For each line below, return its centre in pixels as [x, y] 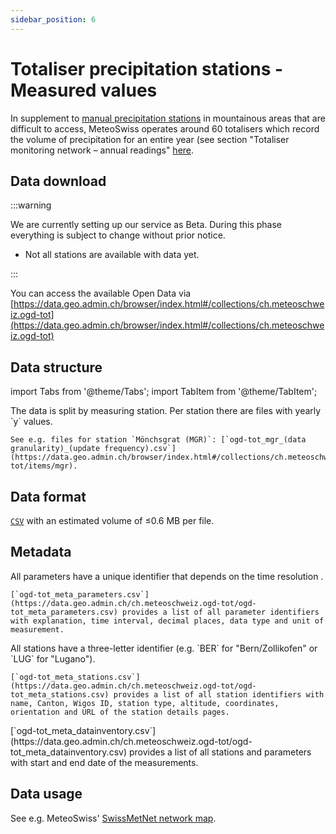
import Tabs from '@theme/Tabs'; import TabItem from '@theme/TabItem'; [164, 392]
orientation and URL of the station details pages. [120, 712]
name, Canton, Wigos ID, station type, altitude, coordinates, [145, 703]
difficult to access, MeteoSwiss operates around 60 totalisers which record [165, 128]
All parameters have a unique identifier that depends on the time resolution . [167, 576]
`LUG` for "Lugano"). [53, 658]
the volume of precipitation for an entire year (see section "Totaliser [150, 139]
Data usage [46, 794]
